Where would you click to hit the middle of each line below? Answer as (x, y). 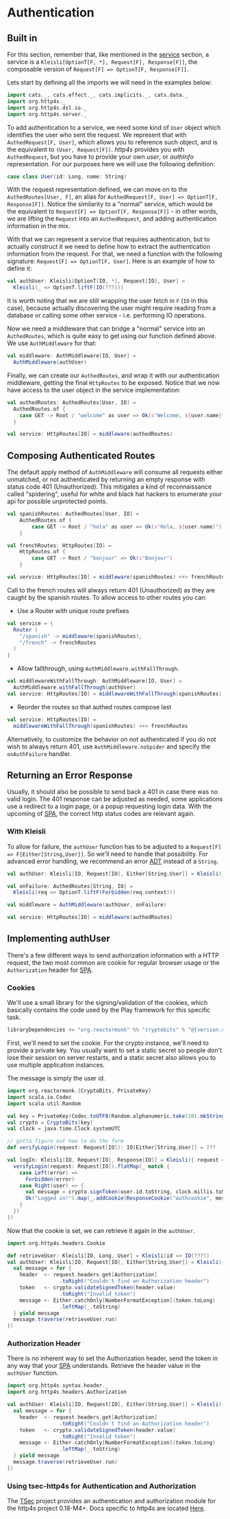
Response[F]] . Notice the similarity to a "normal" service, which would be (110, 204)
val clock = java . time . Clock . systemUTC (64, 1129)
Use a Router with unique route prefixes (73, 610)
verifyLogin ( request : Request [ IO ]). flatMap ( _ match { (91, 1166)
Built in (22, 38)
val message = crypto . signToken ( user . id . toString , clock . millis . (120, 1192)
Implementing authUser (59, 939)
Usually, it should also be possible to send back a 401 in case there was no (113, 792)
